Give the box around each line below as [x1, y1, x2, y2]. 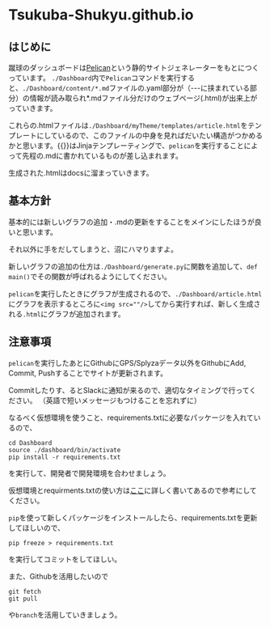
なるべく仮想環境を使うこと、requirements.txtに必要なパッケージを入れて [8, 413, 255, 422]
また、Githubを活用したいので [8, 571, 109, 581]
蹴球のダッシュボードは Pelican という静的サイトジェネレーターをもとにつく [8, 63, 259, 72]
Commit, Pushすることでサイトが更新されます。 [8, 368, 168, 378]
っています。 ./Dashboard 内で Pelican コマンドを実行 [8, 73, 181, 83]
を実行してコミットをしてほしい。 [8, 554, 122, 564]
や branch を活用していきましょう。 [8, 609, 122, 620]
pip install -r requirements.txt [8, 453, 121, 461]
